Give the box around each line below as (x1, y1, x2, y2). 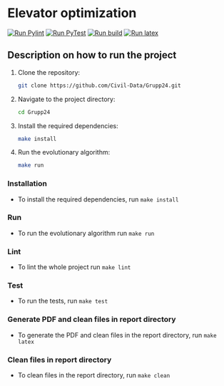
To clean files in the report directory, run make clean (17, 371, 170, 380)
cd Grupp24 (17, 108, 51, 115)
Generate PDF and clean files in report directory (7, 315, 176, 325)
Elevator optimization (7, 5, 137, 21)
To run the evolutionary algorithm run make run (17, 229, 155, 237)
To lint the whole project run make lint (17, 263, 131, 271)
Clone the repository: (17, 68, 81, 76)
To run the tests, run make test (17, 297, 108, 306)
